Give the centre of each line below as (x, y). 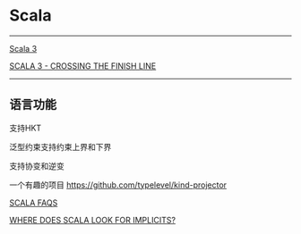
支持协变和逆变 (37, 165)
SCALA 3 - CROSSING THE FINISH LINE (83, 66)
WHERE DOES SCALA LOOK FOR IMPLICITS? (93, 220)
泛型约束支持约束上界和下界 (60, 146)
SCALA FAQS (34, 203)
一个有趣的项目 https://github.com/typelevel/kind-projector (118, 185)
